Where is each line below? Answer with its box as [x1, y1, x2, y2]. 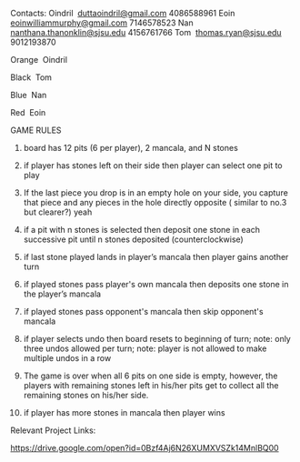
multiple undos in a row [23, 353, 112, 363]
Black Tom [10, 72, 53, 83]
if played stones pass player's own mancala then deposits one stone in [23, 279, 289, 289]
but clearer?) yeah [23, 206, 93, 217]
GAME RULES [10, 125, 62, 136]
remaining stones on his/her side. [23, 390, 149, 400]
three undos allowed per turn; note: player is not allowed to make [23, 343, 267, 354]
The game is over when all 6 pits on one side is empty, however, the [23, 370, 278, 381]
